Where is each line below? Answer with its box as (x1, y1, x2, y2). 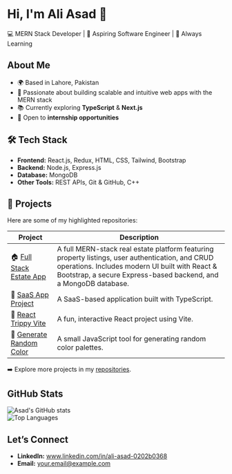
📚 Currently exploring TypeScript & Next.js (17, 103, 143, 111)
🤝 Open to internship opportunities (17, 113, 119, 122)
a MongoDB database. (57, 279, 130, 289)
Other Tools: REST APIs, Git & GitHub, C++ (17, 178, 140, 186)
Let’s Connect (7, 433, 69, 445)
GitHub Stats (7, 388, 64, 399)
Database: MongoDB (17, 171, 78, 179)
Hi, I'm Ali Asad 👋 (7, 6, 108, 22)
